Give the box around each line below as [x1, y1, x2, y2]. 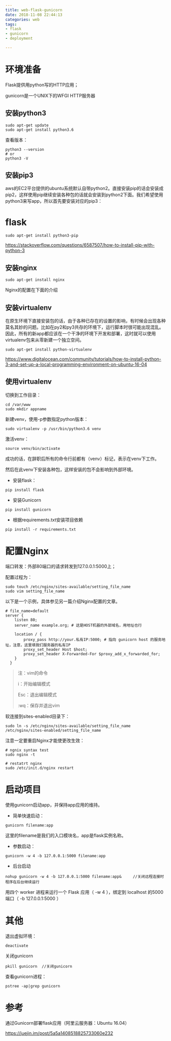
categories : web [5, 17, 40, 22]
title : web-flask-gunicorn [5, 7, 63, 13]
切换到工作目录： [5, 392, 41, 398]
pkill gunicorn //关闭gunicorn [5, 964, 72, 969]
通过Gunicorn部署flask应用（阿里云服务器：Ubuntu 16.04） [5, 1020, 130, 1026]
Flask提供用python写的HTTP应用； [5, 82, 79, 88]
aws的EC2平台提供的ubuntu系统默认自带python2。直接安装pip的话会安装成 [5, 185, 164, 192]
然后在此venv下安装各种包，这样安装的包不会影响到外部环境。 [5, 466, 136, 472]
